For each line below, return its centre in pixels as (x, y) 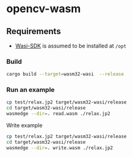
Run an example (31, 90)
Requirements (34, 31)
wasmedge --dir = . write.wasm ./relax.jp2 (60, 148)
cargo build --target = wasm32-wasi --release (65, 74)
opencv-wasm (44, 9)
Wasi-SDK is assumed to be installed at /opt (71, 46)
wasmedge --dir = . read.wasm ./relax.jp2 (59, 114)
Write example (24, 125)
